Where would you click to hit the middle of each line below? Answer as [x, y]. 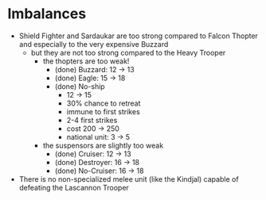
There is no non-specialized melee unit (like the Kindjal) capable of [129, 179]
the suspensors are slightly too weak [103, 145]
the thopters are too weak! [86, 61]
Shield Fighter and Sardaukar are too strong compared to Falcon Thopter [138, 36]
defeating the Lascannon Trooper [74, 187]
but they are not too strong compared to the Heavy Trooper [128, 52]
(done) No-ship [80, 86]
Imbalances [47, 14]
